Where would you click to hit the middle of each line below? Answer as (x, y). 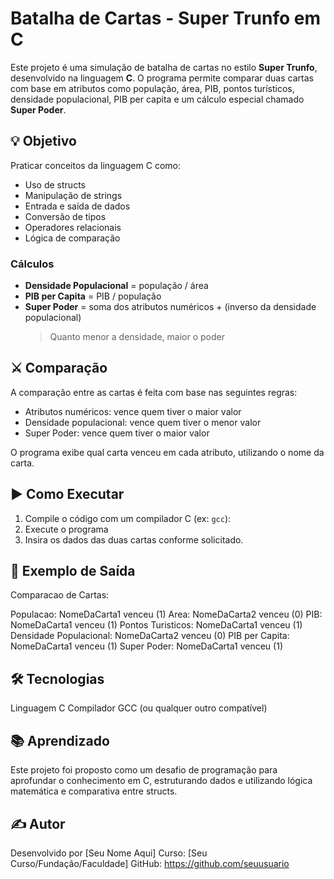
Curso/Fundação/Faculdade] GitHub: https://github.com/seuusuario (150, 863)
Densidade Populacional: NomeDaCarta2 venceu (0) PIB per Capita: (150, 636)
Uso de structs (55, 184)
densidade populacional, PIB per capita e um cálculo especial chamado (157, 99)
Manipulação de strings (73, 195)
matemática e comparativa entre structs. (94, 791)
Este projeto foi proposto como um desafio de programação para (144, 770)
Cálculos (32, 264)
